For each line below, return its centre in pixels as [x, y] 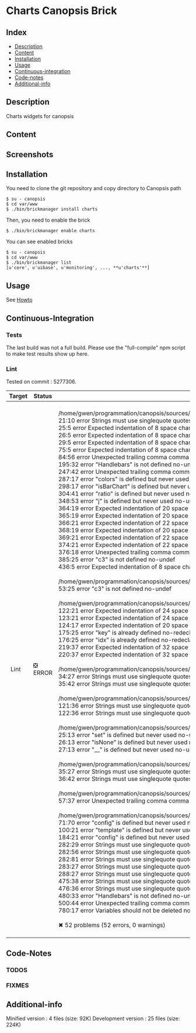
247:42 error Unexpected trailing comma [114, 472]
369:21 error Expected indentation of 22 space [123, 538]
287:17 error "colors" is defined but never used [124, 479]
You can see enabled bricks [39, 242]
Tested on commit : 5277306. [41, 382]
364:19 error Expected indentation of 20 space [123, 508]
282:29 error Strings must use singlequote [117, 845]
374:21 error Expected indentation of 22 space [123, 545]
